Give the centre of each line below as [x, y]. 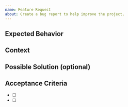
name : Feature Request [28, 9]
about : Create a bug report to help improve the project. [65, 14]
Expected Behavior [34, 34]
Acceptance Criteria [36, 83]
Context [17, 50]
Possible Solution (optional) [48, 67]
